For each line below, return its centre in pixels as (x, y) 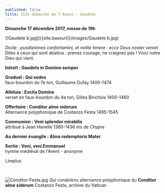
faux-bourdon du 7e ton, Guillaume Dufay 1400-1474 (58, 82)
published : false (23, 10)
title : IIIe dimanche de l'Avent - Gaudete (50, 14)
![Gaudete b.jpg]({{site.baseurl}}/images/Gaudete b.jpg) (62, 38)
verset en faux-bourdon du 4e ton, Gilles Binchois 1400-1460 (67, 97)
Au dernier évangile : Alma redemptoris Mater (53, 136)
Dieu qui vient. (20, 58)
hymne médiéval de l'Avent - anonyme (44, 151)
